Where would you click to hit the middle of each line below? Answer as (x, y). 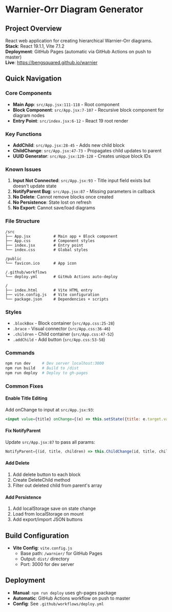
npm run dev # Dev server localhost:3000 (55, 363)
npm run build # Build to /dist (42, 368)
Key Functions (24, 134)
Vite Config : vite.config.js (42, 548)
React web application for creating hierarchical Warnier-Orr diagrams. (79, 41)
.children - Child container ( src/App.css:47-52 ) (63, 334)
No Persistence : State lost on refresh (52, 202)
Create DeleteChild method (41, 480)
